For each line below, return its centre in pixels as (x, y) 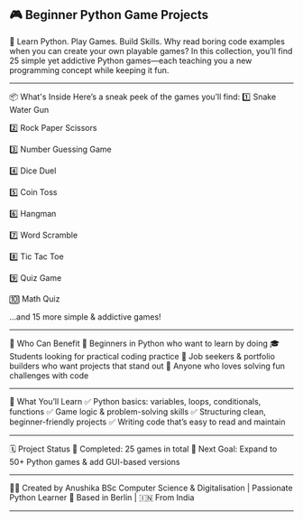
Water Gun (29, 109)
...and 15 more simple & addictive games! (85, 316)
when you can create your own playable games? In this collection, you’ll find (151, 51)
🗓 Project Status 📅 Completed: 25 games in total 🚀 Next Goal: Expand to (143, 449)
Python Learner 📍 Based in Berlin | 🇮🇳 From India (102, 497)
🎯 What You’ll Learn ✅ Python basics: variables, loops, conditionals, (135, 401)
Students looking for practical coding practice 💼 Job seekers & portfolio (142, 356)
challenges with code (49, 375)
